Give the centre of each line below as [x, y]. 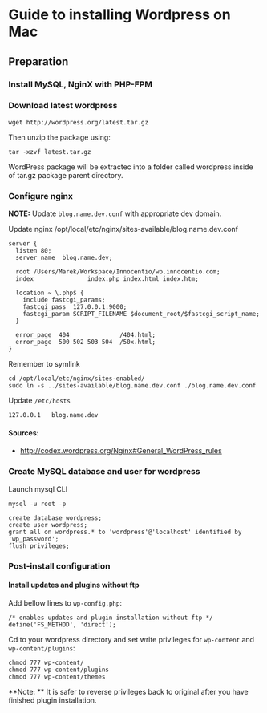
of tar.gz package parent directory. [66, 175]
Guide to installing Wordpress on [119, 15]
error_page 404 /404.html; [86, 335]
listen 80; [34, 251]
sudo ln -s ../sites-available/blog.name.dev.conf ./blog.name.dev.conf [132, 386]
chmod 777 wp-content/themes [57, 677]
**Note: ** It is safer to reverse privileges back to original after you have [128, 691]
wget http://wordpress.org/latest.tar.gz [79, 122]
